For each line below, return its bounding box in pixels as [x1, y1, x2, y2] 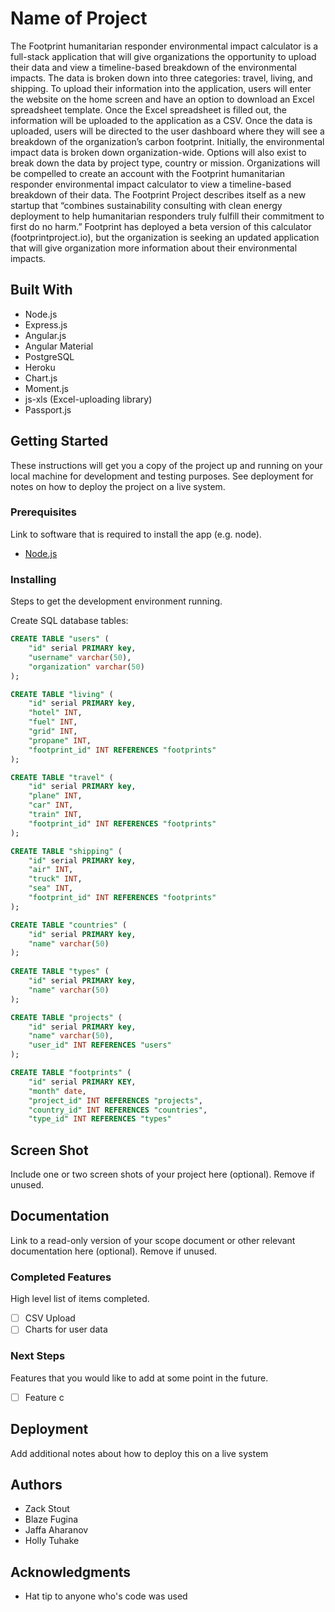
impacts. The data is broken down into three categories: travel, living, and [10, 72, 313, 84]
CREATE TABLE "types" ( [10, 967, 110, 977]
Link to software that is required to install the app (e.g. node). [10, 528, 262, 540]
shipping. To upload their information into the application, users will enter [10, 82, 312, 94]
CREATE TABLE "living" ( [10, 689, 114, 699]
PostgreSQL [24, 350, 75, 362]
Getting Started [10, 433, 109, 450]
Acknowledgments [10, 1563, 132, 1581]
